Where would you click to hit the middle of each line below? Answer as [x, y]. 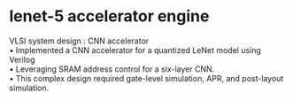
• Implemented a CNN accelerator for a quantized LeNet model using [135, 50]
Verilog [22, 59]
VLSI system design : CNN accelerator [79, 41]
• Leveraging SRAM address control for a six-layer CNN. [112, 69]
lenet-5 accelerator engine [109, 16]
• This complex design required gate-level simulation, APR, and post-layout [146, 78]
